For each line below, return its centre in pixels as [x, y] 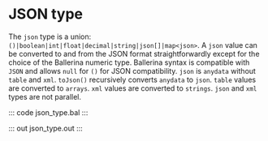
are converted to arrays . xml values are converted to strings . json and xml [133, 88]
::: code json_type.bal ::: [48, 112]
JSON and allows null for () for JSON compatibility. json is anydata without [132, 70]
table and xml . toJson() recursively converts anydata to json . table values [132, 79]
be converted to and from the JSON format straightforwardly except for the [134, 53]
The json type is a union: [50, 36]
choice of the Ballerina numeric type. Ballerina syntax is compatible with [129, 62]
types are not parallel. [45, 96]
